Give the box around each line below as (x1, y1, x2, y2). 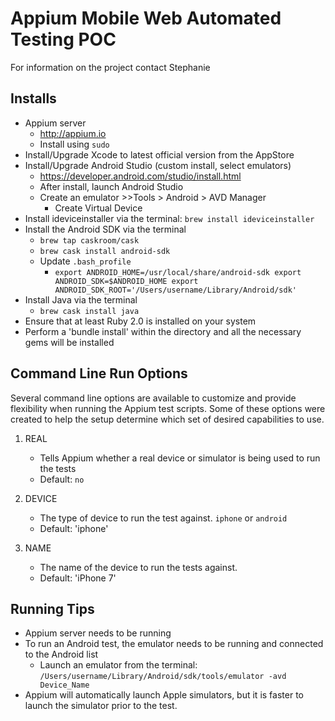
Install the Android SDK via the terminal (24, 223, 187, 235)
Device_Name (39, 680, 90, 691)
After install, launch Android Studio (39, 180, 184, 192)
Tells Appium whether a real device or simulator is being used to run (39, 452, 321, 464)
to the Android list (24, 648, 99, 661)
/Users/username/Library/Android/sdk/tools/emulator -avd (39, 672, 287, 682)
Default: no (39, 473, 85, 485)
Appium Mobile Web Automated (10, 7, 282, 30)
